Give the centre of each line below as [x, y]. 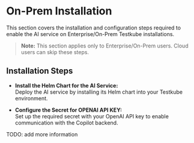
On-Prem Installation [59, 11]
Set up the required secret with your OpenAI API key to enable [92, 116]
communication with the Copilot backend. [66, 123]
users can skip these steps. [55, 52]
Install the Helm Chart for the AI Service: [66, 85]
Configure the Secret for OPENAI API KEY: [68, 110]
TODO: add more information [42, 134]
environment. [31, 98]
